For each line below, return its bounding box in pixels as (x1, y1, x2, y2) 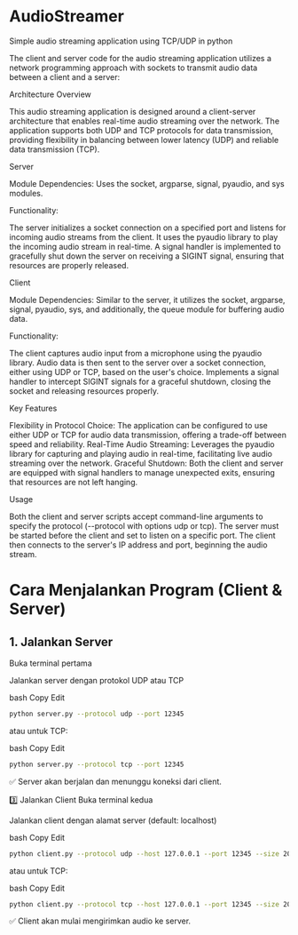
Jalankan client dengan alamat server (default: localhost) (9, 815, 217, 826)
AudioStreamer (9, 6, 124, 27)
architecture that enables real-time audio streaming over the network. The (9, 116, 280, 126)
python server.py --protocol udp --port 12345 (9, 709, 184, 718)
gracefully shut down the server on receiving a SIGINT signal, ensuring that (9, 251, 285, 261)
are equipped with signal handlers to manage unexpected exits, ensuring (9, 467, 275, 477)
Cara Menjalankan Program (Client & (9, 580, 283, 601)
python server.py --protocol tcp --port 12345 (9, 760, 184, 769)
